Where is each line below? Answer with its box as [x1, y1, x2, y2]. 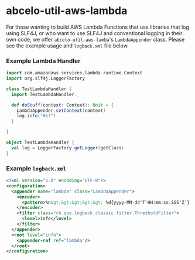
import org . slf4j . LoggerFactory [6, 76, 85, 81]
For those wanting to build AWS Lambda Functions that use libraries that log [6, 23, 189, 30]
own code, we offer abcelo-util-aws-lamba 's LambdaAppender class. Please [6, 36, 185, 43]
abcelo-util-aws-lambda [6, 4, 128, 18]
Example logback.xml [6, 164, 67, 172]
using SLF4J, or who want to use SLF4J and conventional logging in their [6, 29, 183, 36]
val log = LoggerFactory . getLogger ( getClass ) [11, 145, 125, 150]
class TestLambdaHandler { [6, 86, 72, 92]
